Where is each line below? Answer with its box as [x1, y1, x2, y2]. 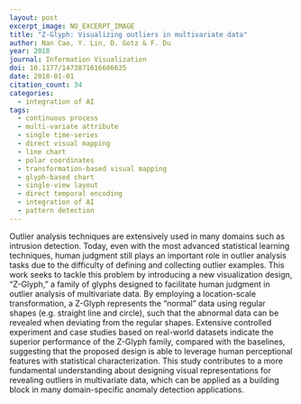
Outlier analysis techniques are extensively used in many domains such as [9, 231, 286, 242]
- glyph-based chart [17, 172, 95, 181]
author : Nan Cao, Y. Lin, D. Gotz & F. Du [9, 38, 171, 48]
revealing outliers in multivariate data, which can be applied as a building [9, 374, 279, 385]
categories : [9, 88, 54, 97]
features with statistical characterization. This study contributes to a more [9, 355, 284, 366]
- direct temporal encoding [17, 189, 123, 198]
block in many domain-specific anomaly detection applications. [9, 384, 245, 395]
